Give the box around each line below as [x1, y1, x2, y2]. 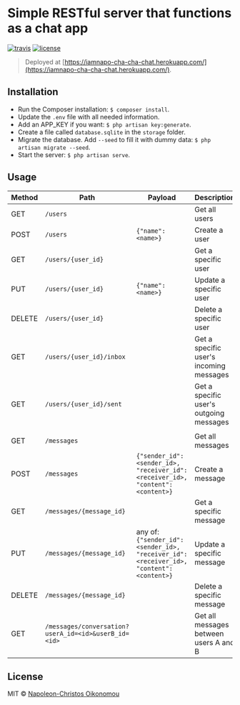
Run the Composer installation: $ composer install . [17, 105, 170, 114]
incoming [194, 361, 226, 371]
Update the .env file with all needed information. [17, 112, 160, 121]
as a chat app [7, 20, 89, 36]
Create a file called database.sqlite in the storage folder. [17, 127, 186, 136]
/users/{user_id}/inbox [45, 352, 126, 361]
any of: [136, 526, 159, 536]
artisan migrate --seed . [17, 143, 91, 151]
